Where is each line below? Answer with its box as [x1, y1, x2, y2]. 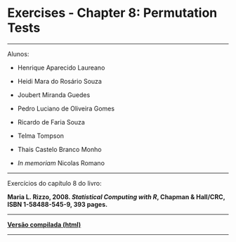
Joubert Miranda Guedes [17, 90, 91, 99]
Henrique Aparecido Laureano [17, 63, 105, 72]
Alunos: [7, 49, 29, 58]
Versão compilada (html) [7, 220, 81, 229]
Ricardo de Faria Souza [17, 117, 86, 126]
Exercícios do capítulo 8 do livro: [7, 179, 102, 187]
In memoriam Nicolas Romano [17, 158, 105, 167]
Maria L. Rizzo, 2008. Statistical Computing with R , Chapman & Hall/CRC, [7, 192, 225, 201]
